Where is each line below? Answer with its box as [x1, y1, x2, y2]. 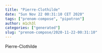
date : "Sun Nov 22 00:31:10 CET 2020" [5, 12, 84, 17]
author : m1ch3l [5, 21, 36, 26]
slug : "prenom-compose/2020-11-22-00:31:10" [5, 30, 98, 35]
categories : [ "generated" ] [5, 26, 60, 30]
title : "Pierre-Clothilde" [5, 7, 60, 12]
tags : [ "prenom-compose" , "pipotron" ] [5, 16, 84, 21]
